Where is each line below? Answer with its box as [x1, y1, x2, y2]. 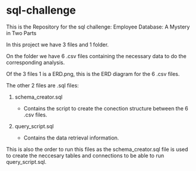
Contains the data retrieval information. [23, 134, 120, 141]
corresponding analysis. [6, 59, 65, 66]
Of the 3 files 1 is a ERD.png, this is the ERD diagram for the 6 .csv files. [6, 70, 180, 77]
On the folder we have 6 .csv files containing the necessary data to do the [6, 52, 187, 59]
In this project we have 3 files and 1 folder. [6, 41, 109, 48]
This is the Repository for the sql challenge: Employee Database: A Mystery [6, 23, 190, 30]
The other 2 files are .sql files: [6, 81, 79, 89]
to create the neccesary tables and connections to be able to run [6, 152, 165, 159]
